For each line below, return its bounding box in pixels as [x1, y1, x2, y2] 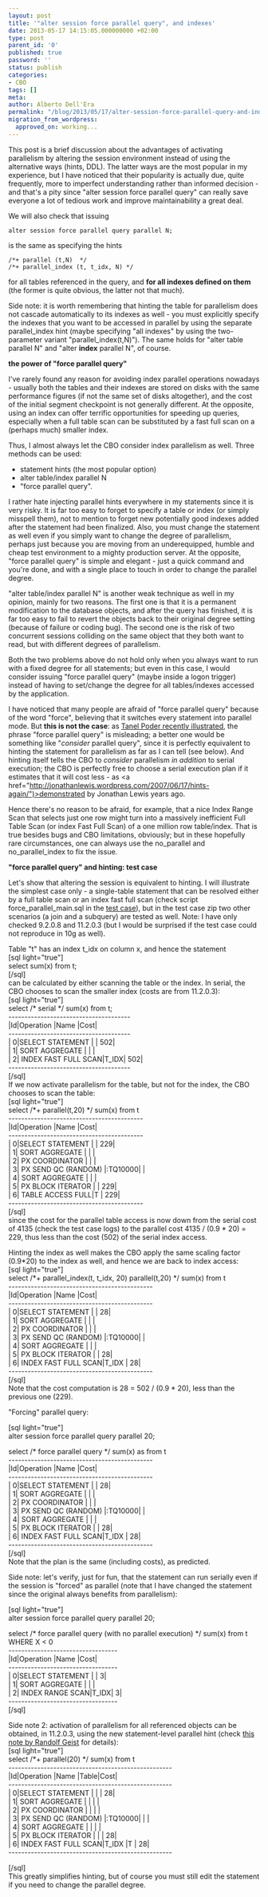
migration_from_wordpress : [8, 116, 98, 124]
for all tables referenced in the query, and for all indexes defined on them [8, 277, 251, 286]
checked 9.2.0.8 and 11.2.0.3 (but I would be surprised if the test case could [8, 920, 258, 929]
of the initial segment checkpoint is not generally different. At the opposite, [8, 400, 254, 409]
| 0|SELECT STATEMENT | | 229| [8, 1138, 116, 1149]
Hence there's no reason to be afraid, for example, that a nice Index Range [8, 804, 254, 814]
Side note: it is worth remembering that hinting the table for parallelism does [8, 301, 258, 310]
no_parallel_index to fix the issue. [8, 846, 118, 856]
